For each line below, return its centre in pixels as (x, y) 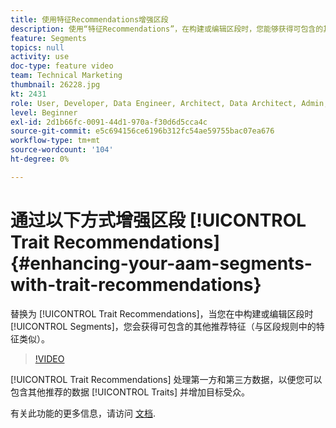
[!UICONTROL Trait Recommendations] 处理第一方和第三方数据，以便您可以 (166, 379)
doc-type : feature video (62, 66)
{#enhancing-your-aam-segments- (161, 263)
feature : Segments (48, 38)
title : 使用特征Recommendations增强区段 (89, 19)
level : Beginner (44, 112)
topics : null (37, 47)
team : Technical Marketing (66, 76)
